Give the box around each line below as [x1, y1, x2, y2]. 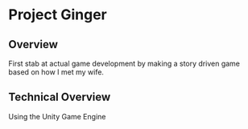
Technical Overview [8, 91, 111, 104]
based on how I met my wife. [8, 67, 105, 77]
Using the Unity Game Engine [8, 111, 106, 121]
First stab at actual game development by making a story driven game [8, 58, 240, 68]
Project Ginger [8, 6, 107, 24]
